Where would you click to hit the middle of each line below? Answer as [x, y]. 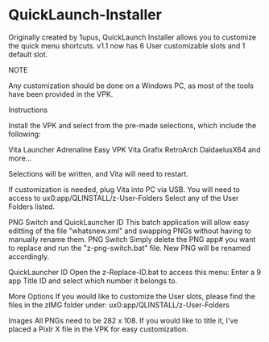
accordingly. [29, 256]
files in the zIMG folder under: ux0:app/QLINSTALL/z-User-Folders [119, 305]
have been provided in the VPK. [61, 94]
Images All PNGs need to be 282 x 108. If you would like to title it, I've [123, 320]
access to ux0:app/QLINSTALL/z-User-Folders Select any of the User [124, 198]
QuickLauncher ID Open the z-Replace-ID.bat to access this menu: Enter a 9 [135, 272]
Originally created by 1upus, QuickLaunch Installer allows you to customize [132, 37]
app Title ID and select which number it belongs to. [93, 281]
